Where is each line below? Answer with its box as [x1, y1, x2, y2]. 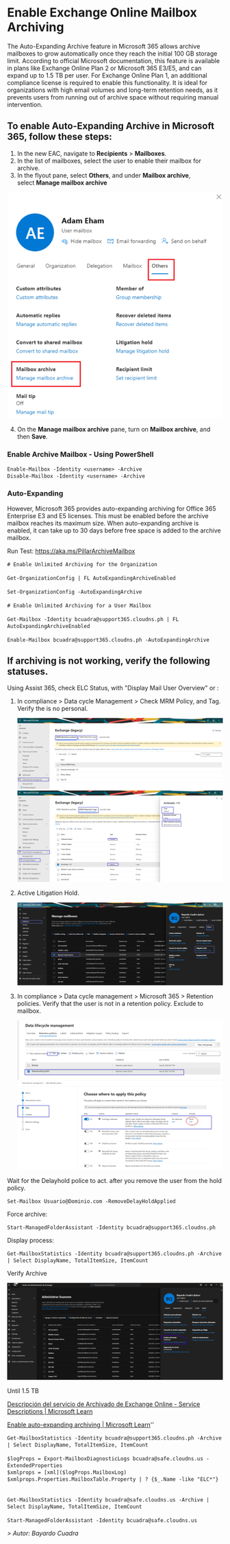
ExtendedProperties [7, 1462, 63, 1469]
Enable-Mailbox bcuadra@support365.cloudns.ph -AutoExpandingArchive [7, 636, 210, 643]
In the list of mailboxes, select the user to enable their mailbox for [16, 156, 202, 165]
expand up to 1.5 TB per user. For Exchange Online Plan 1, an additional [7, 71, 207, 80]
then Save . [16, 432, 48, 441]
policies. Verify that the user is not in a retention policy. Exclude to [16, 1000, 204, 1008]
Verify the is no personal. [16, 705, 88, 713]
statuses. [7, 666, 49, 677]
